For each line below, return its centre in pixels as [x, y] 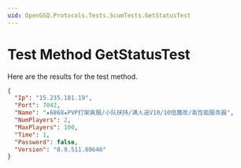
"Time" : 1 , [32, 135]
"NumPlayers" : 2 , [43, 120]
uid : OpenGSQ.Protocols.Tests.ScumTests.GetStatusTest [99, 15]
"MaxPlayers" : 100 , [46, 127]
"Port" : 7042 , [37, 106]
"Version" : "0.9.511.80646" [61, 149]
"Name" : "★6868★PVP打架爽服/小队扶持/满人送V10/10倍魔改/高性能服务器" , [124, 113]
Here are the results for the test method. [73, 77]
